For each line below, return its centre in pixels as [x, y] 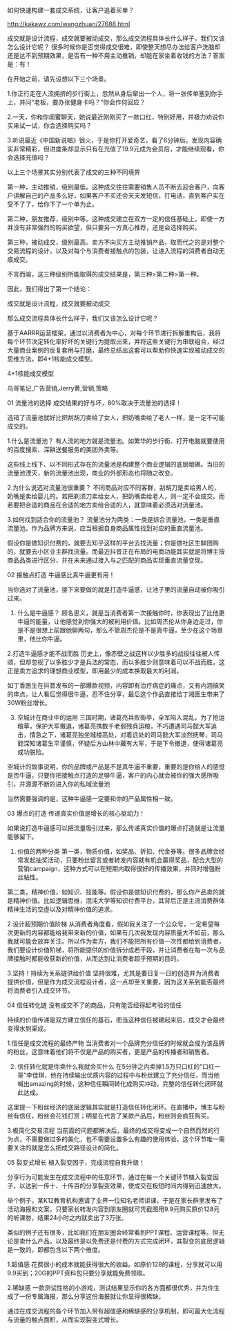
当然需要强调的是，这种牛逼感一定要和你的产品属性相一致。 [92, 798]
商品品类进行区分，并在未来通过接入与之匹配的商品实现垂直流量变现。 [107, 560]
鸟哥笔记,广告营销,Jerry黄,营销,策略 [58, 388]
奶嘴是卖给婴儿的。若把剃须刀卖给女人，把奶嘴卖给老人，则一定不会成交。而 [116, 496]
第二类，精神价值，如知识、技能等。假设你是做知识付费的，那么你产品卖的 [113, 892]
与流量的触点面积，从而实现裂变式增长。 [65, 1320]
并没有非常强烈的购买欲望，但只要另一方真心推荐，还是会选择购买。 [104, 227]
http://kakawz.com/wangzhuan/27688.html [69, 24]
